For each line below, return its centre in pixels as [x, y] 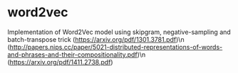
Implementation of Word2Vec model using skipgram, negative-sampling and [119, 32]
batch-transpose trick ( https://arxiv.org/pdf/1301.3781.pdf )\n [96, 39]
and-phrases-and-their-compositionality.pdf [72, 55]
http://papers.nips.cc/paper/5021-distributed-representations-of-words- [116, 47]
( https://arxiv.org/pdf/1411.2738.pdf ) [60, 62]
